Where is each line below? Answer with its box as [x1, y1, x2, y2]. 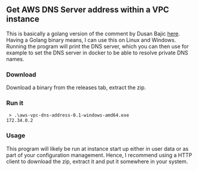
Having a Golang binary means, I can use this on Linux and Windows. [6, 36, 177, 44]
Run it [6, 99, 24, 107]
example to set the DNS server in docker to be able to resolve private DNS [6, 49, 188, 56]
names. [6, 55, 24, 62]
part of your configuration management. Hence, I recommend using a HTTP [6, 151, 193, 158]
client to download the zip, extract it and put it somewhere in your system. [6, 158, 188, 165]
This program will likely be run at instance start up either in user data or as [6, 145, 189, 152]
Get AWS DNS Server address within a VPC [6, 5, 169, 15]
